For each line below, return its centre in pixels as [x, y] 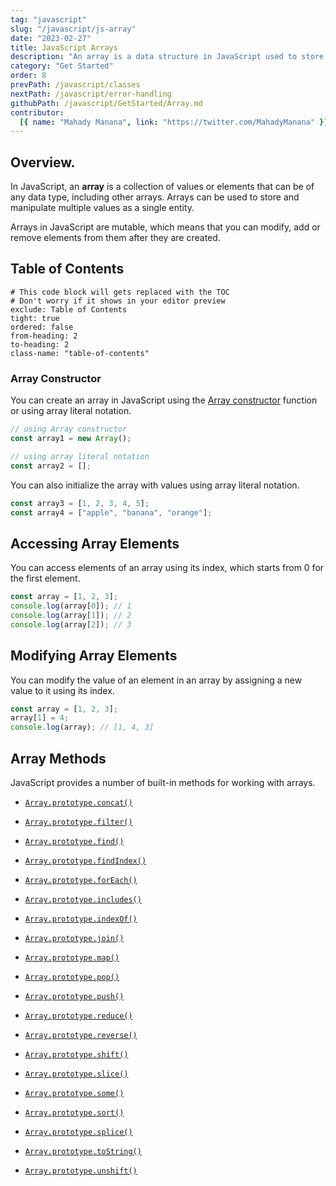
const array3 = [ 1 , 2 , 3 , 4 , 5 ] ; [80, 503]
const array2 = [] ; [51, 466]
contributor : [37, 112]
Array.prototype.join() [74, 938]
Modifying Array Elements [94, 656]
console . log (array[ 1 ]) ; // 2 [71, 615]
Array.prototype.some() [74, 1093]
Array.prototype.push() [74, 996]
